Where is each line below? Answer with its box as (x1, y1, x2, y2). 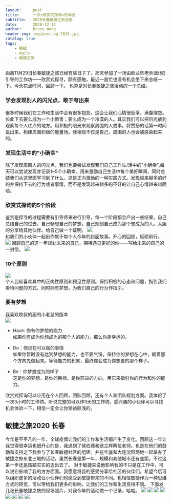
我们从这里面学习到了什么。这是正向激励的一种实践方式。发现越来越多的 (9, 175, 162, 181)
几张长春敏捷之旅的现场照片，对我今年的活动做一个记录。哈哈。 (5, 487, 140, 493)
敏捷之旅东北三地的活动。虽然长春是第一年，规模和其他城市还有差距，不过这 (5, 455, 167, 461)
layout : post (5, 7, 42, 13)
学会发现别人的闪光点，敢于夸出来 (5, 97, 90, 104)
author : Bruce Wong (5, 27, 56, 32)
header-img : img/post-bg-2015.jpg (5, 31, 79, 36)
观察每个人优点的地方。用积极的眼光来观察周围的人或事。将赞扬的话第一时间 (5, 122, 167, 128)
